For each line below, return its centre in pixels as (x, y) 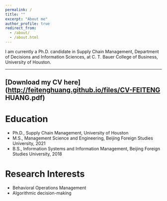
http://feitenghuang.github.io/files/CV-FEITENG (84, 90)
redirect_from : (21, 28)
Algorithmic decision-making (42, 193)
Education (27, 119)
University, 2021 (29, 143)
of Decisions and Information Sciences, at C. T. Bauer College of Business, (82, 57)
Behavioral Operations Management (49, 188)
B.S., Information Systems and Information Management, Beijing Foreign (86, 149)
